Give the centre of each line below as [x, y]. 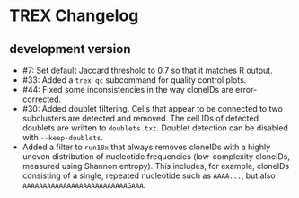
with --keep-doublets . [62, 137]
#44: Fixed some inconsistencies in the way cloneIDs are [128, 90]
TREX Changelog [74, 16]
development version [70, 49]
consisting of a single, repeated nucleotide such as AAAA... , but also [149, 175]
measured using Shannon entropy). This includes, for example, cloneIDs [156, 166]
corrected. [42, 99]
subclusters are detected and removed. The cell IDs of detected [140, 118]
